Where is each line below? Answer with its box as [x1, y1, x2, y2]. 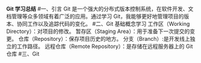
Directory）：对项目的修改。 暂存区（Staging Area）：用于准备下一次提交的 [6, 28, 190, 35]
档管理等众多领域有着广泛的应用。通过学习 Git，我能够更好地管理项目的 [6, 13, 184, 20]
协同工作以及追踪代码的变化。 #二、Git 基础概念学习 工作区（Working [16, 20, 190, 27]
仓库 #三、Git [6, 50, 40, 57]
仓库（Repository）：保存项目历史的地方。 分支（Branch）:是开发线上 [18, 35, 190, 42]
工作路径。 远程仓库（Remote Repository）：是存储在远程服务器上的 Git [16, 43, 193, 50]
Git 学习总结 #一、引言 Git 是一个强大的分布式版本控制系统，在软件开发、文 [6, 5, 194, 12]
